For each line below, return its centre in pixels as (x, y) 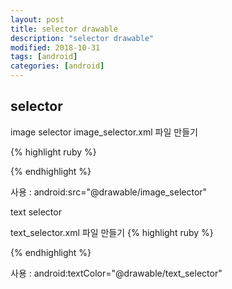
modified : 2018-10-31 (55, 47)
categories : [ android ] (57, 66)
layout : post (37, 19)
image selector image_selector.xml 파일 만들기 (104, 132)
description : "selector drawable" (82, 38)
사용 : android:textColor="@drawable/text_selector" (116, 273)
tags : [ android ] (44, 57)
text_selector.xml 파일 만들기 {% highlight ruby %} (112, 232)
